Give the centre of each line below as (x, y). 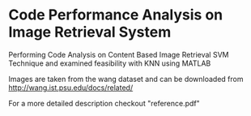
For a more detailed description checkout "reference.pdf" (104, 103)
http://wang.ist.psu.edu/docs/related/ (71, 88)
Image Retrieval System (90, 32)
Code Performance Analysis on (116, 15)
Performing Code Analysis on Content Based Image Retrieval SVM (119, 54)
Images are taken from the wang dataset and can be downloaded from (126, 79)
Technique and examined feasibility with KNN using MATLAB (110, 63)
